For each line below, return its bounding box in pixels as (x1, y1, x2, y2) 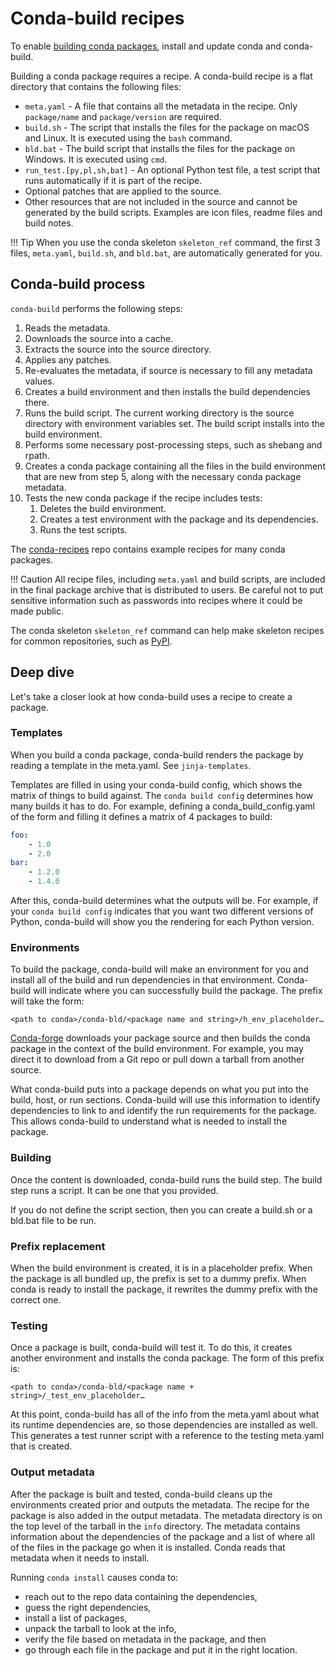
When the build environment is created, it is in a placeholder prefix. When (10, 1262, 313, 1274)
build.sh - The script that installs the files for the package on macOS (24, 121, 310, 133)
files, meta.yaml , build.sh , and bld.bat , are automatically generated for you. (10, 247, 323, 259)
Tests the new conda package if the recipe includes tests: (24, 492, 263, 504)
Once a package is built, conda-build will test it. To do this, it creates (10, 1342, 293, 1354)
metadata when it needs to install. (10, 1552, 150, 1564)
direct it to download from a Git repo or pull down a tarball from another (10, 1053, 305, 1066)
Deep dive (10, 664, 75, 681)
